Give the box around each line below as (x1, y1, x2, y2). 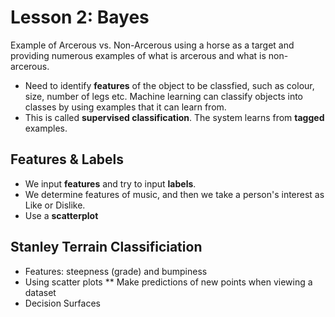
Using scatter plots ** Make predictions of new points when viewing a (24, 276, 313, 288)
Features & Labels (10, 151, 125, 168)
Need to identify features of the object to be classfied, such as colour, (24, 79, 315, 91)
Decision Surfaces (24, 297, 101, 309)
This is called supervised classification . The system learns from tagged (24, 111, 325, 123)
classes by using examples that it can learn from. (24, 101, 227, 113)
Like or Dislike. (24, 199, 86, 211)
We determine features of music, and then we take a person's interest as (24, 188, 325, 200)
